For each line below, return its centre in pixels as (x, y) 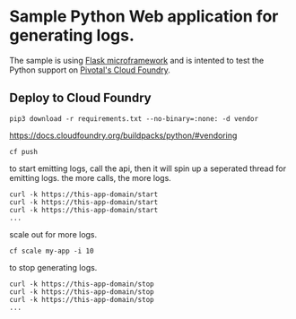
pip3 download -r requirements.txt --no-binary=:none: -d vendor (134, 118)
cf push (24, 151)
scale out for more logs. (53, 234)
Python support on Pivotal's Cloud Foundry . (90, 70)
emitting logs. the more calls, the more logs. (91, 177)
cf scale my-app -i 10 (52, 251)
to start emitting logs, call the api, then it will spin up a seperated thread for (148, 168)
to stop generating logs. (53, 267)
